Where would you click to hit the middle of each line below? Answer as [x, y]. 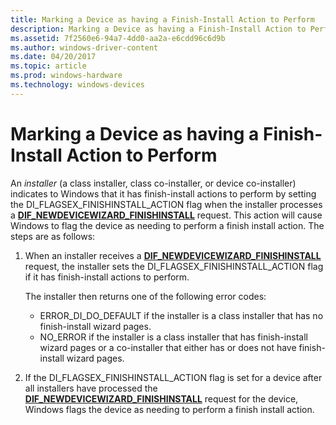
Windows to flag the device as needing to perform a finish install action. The [167, 225]
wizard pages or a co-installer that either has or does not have [168, 347]
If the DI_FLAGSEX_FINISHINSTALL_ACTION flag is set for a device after [173, 377]
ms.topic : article [48, 66]
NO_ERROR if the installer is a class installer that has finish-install [174, 337]
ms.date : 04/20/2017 [53, 57]
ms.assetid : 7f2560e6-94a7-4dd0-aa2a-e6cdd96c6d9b [118, 38]
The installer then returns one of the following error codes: [145, 296]
